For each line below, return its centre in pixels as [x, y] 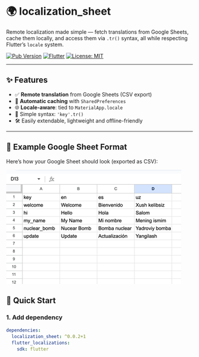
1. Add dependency [34, 317]
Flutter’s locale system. [35, 44]
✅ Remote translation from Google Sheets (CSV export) [83, 94]
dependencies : [24, 330]
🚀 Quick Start [31, 300]
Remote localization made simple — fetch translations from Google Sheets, [97, 32]
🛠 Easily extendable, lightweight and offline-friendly [79, 120]
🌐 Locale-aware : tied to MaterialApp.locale [69, 107]
